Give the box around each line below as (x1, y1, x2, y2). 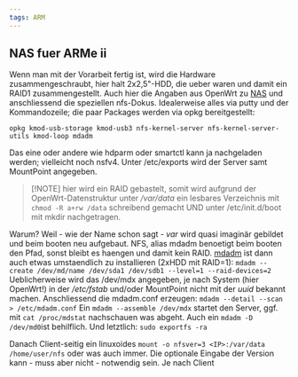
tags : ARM (9, 12, 46, 22)
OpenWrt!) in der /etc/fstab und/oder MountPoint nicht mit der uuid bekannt (9, 284, 286, 295)
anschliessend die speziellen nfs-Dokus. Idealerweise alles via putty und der (9, 98, 289, 108)
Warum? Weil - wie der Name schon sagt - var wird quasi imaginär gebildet (9, 229, 284, 240)
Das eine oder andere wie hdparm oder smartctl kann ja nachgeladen (9, 147, 263, 158)
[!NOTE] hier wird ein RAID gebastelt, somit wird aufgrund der (30, 184, 257, 194)
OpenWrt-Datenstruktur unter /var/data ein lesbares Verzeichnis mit (30, 192, 279, 204)
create (9, 267, 34, 276)
